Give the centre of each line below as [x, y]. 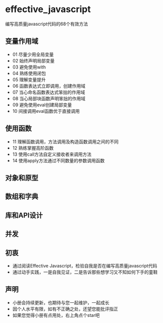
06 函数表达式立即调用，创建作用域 [49, 86]
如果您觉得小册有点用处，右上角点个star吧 [56, 315]
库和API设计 [24, 215]
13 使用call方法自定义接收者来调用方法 [52, 154]
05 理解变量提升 [29, 80]
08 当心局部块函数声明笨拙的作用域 [49, 98]
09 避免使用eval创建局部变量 [42, 105]
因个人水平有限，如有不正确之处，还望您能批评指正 [65, 309]
